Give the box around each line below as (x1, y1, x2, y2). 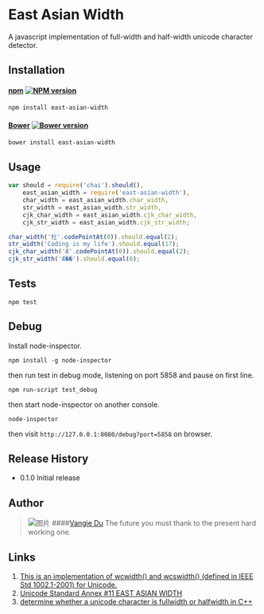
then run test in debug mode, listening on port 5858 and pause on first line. (8, 370, 254, 380)
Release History (8, 452, 89, 466)
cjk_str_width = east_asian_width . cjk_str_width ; (22, 218, 191, 226)
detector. (8, 40, 38, 49)
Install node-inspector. (8, 341, 82, 350)
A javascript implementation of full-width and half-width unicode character (8, 32, 253, 41)
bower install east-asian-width (8, 138, 115, 147)
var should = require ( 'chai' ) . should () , (8, 182, 145, 190)
